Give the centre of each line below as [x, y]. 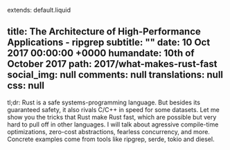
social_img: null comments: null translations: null [115, 75]
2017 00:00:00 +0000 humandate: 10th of [101, 54]
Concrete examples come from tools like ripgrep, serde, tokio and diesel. [111, 139]
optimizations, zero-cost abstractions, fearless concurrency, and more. [108, 131]
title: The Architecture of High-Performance [104, 31]
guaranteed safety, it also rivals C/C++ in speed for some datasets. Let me [113, 109]
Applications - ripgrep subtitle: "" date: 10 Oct [109, 43]
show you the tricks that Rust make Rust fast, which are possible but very [112, 117]
